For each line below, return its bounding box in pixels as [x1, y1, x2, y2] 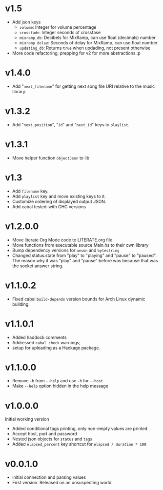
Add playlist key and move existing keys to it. [12, 193, 106, 199]
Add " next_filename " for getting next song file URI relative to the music [12, 83, 155, 89]
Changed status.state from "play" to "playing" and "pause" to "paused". [12, 252, 157, 258]
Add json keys [12, 19, 41, 25]
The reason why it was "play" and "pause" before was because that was [12, 257, 158, 263]
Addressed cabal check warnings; [12, 339, 81, 345]
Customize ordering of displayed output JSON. [12, 198, 106, 204]
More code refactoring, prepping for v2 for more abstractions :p [12, 50, 141, 56]
